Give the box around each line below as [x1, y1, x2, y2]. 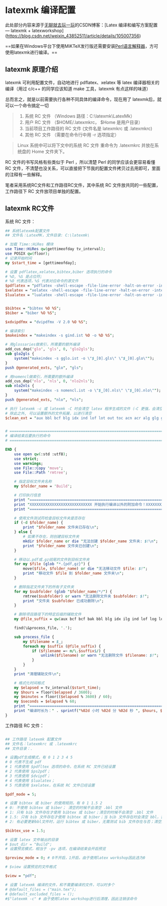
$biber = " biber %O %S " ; [5, 310, 57, 315]
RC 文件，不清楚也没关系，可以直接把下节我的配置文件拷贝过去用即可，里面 [5, 165, 161, 171]
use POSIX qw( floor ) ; [5, 251, 50, 256]
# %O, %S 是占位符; [5, 274, 43, 279]
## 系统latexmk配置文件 [5, 228, 50, 233]
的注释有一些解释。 [5, 171, 45, 177]
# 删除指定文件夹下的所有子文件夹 [14, 584, 75, 590]
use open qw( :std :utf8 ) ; [14, 451, 68, 457]
